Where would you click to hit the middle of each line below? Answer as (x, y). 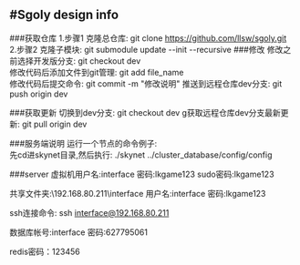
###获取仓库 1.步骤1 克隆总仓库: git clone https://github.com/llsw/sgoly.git (148, 38)
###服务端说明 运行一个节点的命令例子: (83, 143)
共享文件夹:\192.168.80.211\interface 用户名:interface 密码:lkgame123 (138, 193)
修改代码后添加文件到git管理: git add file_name (97, 72)
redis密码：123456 (45, 251)
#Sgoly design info (64, 15)
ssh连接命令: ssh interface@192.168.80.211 (89, 212)
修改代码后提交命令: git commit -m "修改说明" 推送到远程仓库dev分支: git (146, 83)
